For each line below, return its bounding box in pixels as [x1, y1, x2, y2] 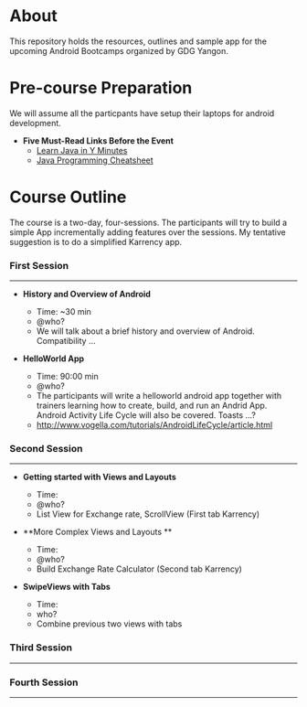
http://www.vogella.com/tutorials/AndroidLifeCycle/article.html [36, 420, 273, 431]
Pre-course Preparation [9, 78, 193, 99]
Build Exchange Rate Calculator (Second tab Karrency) [36, 563, 242, 574]
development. [9, 117, 61, 128]
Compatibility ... [36, 336, 96, 347]
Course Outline [9, 187, 127, 208]
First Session [9, 259, 69, 272]
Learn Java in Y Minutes [36, 145, 128, 155]
